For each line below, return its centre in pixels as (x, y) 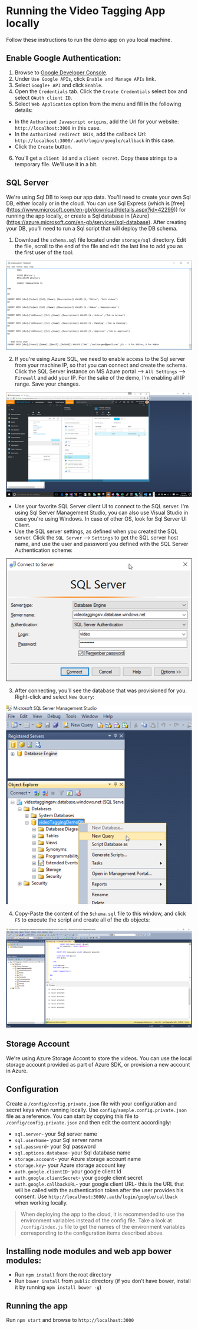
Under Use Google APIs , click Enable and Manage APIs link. (85, 78)
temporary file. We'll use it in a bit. (56, 164)
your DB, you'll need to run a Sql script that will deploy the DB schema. (92, 228)
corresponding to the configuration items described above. (92, 1233)
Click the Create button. (43, 146)
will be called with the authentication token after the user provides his (99, 1190)
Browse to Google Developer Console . (61, 73)
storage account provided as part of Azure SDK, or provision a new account (98, 1064)
